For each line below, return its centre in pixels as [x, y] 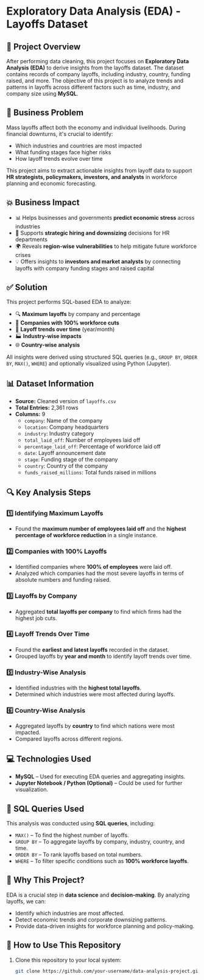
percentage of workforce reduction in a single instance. [86, 535]
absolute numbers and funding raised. [63, 580]
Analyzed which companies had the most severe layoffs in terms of [99, 573]
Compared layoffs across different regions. [69, 739]
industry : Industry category [59, 434]
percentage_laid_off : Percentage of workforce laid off [93, 446]
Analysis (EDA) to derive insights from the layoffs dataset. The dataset [95, 68]
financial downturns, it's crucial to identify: [60, 134]
